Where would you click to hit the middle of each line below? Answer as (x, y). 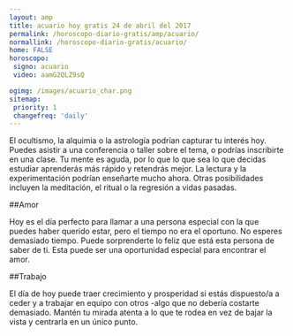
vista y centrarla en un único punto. (74, 322)
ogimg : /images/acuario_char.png (71, 91)
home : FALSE (31, 50)
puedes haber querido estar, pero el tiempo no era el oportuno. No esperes (146, 232)
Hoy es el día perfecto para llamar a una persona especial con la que (134, 222)
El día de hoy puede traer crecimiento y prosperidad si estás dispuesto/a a (144, 294)
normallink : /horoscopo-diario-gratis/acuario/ (98, 42)
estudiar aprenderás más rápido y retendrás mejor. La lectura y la (128, 169)
